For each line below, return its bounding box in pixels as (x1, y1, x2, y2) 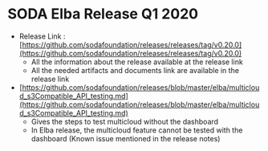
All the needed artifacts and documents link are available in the (30, 65, 240, 75)
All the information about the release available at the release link (30, 57, 244, 67)
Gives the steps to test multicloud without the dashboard (30, 116, 218, 126)
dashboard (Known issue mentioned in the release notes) (30, 133, 221, 143)
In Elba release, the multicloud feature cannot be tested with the (30, 125, 243, 135)
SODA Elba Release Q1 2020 (7, 5, 198, 23)
